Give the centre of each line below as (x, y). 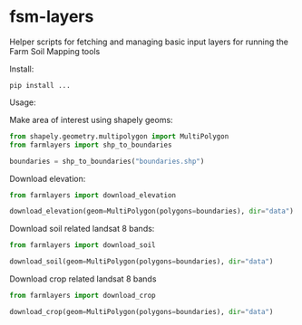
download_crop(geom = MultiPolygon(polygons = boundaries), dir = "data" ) (141, 311)
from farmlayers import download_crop (83, 296)
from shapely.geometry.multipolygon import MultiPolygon (119, 136)
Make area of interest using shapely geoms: (92, 119)
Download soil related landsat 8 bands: (82, 229)
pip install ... (40, 85)
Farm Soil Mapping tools (55, 51)
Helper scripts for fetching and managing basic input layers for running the (149, 42)
